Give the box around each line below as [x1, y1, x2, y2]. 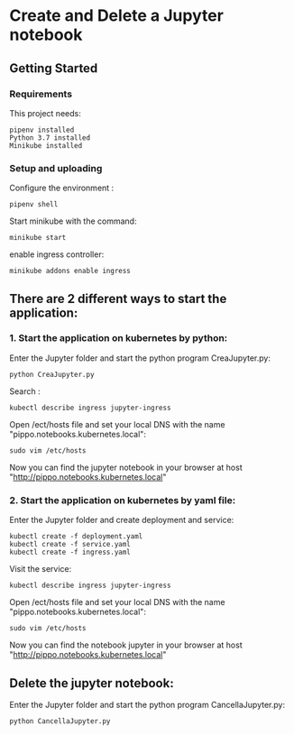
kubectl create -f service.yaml [9, 540, 131, 549]
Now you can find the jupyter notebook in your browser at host [9, 462, 243, 473]
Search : [9, 385, 41, 397]
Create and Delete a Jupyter [9, 5, 224, 26]
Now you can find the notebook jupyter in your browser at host [9, 639, 243, 650]
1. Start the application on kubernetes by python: [9, 332, 228, 345]
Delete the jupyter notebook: [9, 675, 174, 691]
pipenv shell [9, 200, 59, 209]
